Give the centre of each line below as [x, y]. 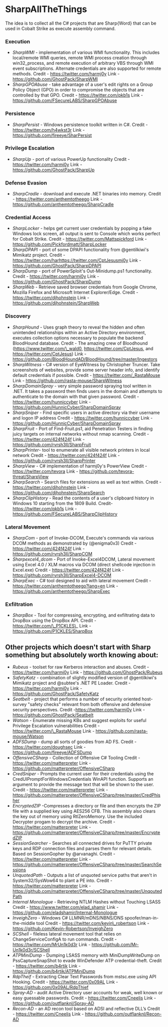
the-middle [24, 923]
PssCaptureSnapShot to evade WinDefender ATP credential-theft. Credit [87, 961]
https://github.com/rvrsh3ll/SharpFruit [52, 444]
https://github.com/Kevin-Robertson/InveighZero [63, 929]
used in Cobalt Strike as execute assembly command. [60, 28]
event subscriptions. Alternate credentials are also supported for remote [87, 68]
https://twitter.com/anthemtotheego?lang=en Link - [65, 586]
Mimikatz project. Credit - [39, 255]
